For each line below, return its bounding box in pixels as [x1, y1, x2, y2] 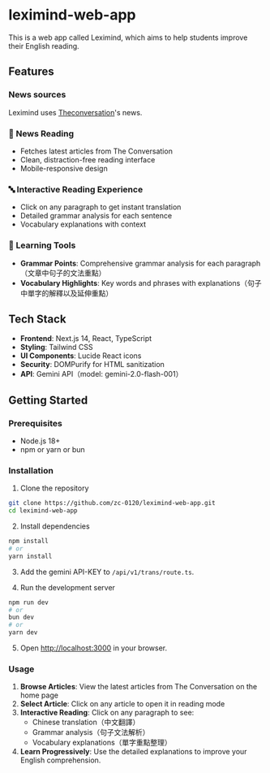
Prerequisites [8, 417, 62, 429]
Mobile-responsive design [19, 163, 108, 173]
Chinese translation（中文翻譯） [32, 717, 140, 728]
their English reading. [8, 41, 79, 50]
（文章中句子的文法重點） [19, 268, 106, 278]
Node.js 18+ [19, 436, 61, 446]
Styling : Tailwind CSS [19, 343, 93, 352]
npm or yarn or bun [19, 445, 85, 455]
